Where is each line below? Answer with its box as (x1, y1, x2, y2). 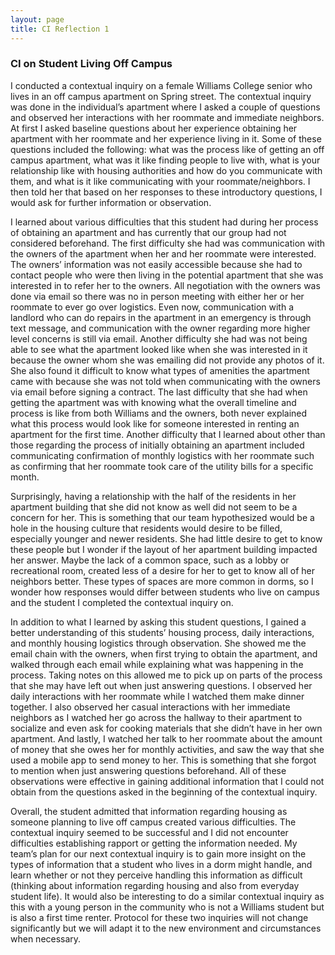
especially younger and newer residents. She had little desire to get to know (10, 532, 323, 545)
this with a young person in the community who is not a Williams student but (10, 901, 325, 913)
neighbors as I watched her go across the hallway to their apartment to (10, 711, 303, 723)
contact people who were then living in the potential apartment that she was (10, 269, 324, 281)
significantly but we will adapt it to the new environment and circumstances (10, 922, 322, 934)
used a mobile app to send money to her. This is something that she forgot (10, 754, 317, 766)
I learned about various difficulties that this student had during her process (10, 216, 319, 228)
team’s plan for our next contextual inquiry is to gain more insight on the (10, 847, 307, 860)
